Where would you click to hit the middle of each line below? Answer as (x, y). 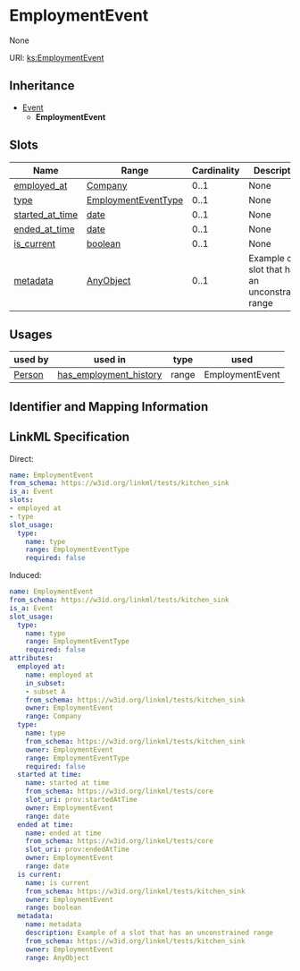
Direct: (21, 458)
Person (29, 375)
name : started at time (67, 783)
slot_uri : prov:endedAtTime (77, 850)
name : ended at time (63, 833)
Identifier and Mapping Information (109, 407)
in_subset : (46, 683)
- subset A (46, 691)
